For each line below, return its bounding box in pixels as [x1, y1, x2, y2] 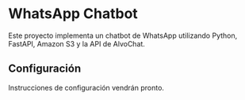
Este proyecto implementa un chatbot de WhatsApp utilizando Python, [8, 31, 238, 40]
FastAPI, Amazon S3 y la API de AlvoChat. [8, 39, 145, 48]
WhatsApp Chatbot [8, 5, 139, 23]
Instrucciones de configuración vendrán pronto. [8, 83, 165, 92]
